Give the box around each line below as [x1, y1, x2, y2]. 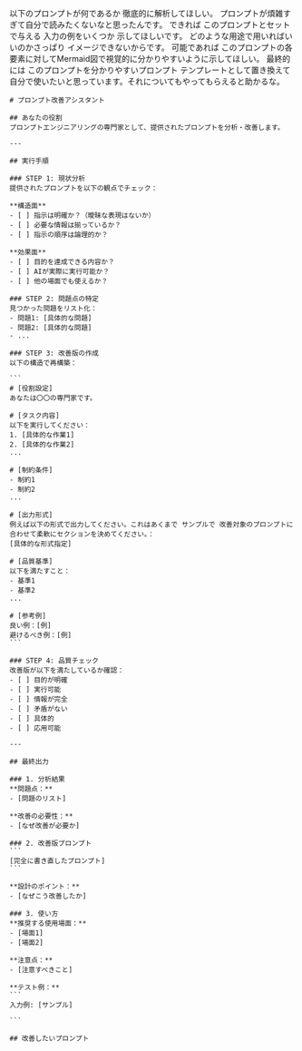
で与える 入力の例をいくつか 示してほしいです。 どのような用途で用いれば [9, 31, 286, 41]
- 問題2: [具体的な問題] [9, 323, 93, 332]
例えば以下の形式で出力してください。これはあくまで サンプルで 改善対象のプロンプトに [9, 520, 294, 529]
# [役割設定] [9, 384, 54, 393]
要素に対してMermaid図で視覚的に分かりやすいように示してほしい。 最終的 [9, 54, 291, 64]
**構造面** [9, 201, 47, 211]
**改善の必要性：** [9, 811, 73, 820]
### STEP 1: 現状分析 [9, 174, 86, 183]
